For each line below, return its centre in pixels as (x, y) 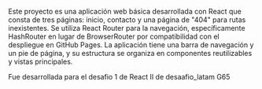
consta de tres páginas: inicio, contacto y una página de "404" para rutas (127, 20)
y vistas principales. (41, 61)
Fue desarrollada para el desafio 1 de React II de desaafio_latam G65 (119, 77)
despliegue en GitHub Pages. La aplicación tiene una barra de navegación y (131, 45)
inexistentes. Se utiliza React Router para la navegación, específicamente (127, 28)
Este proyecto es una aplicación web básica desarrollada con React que (125, 11)
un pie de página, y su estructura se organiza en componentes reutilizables (130, 53)
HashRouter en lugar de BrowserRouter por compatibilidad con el (114, 36)
